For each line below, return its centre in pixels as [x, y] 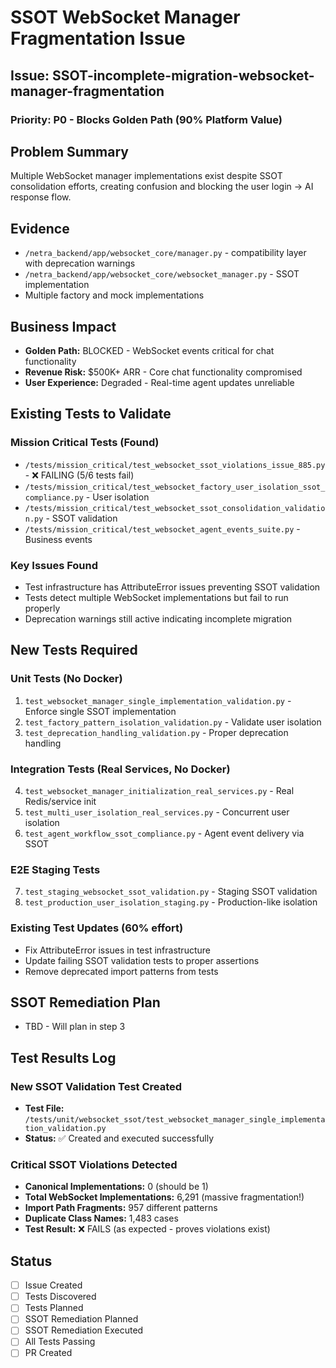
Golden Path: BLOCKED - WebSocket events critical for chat [149, 350]
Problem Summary [69, 151]
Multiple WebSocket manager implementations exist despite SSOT [146, 176]
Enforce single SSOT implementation [100, 711]
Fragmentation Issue [98, 38]
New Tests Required [74, 650]
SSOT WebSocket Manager [125, 17]
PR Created [48, 1353]
